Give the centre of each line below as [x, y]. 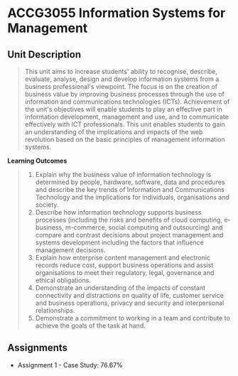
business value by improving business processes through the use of [125, 94]
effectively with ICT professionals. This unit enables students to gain [125, 124]
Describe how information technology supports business [118, 212]
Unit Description [44, 54]
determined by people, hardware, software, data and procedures [130, 182]
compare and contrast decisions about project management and [129, 235]
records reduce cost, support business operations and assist [124, 265]
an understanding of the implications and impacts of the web [114, 132]
